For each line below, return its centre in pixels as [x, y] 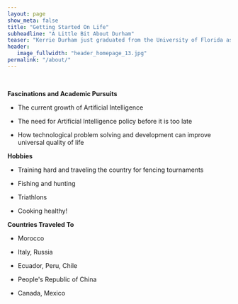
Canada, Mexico [41, 293]
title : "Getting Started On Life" [58, 27]
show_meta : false [33, 21]
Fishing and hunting [46, 183]
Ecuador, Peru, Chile [47, 265]
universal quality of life [51, 142]
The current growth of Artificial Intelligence [80, 107]
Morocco [31, 238]
